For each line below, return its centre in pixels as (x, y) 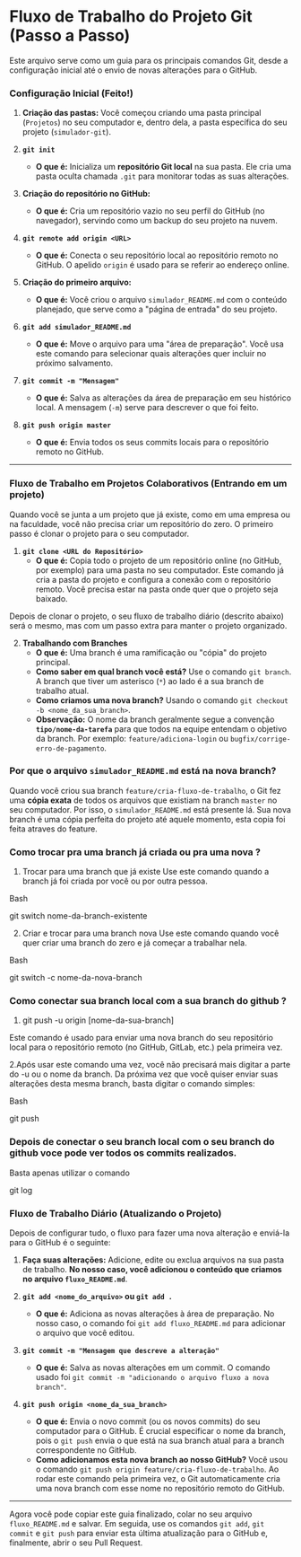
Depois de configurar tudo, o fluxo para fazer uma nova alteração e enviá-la (150, 1233)
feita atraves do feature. (54, 829)
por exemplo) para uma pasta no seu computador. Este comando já (160, 570)
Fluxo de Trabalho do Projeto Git (131, 17)
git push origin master (67, 426)
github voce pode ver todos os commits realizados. (123, 1153)
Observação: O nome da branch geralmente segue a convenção (155, 719)
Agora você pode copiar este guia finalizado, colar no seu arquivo (131, 1514)
